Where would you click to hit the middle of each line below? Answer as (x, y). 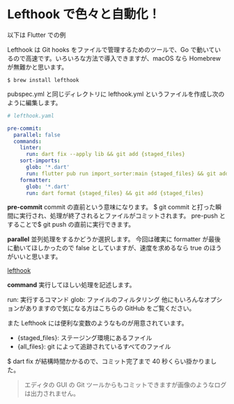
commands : (28, 141)
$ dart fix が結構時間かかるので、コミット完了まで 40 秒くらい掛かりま (109, 362)
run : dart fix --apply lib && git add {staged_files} (106, 154)
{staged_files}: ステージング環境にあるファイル (85, 338)
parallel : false (37, 135)
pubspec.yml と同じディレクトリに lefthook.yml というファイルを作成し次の (116, 94)
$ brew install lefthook (43, 80)
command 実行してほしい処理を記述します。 (71, 285)
